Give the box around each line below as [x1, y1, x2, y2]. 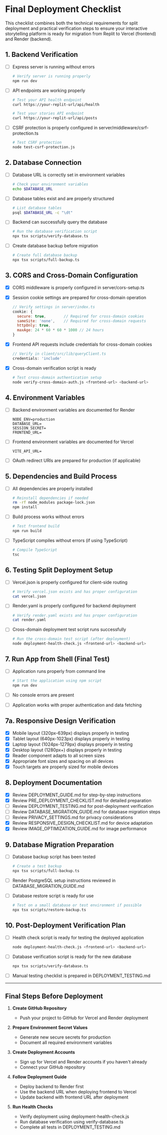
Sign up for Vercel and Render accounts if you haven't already [19, 1059, 148, 1065]
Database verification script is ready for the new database [12, 953, 132, 960]
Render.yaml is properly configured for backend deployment [12, 603, 136, 609]
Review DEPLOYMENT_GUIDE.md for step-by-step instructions [12, 792, 141, 798]
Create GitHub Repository [12, 1005, 67, 1011]
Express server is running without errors [12, 63, 95, 69]
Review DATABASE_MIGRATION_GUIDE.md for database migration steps [12, 809, 161, 815]
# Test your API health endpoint [12, 97, 82, 102]
